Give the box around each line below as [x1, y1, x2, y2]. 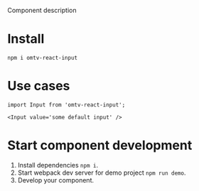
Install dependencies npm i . [17, 160, 98, 169]
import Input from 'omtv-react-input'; [7, 101, 126, 109]
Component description [7, 6, 77, 14]
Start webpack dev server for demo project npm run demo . [17, 168, 186, 177]
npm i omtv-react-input [7, 54, 78, 61]
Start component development [7, 138, 193, 153]
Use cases [7, 78, 70, 94]
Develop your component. [17, 175, 95, 184]
